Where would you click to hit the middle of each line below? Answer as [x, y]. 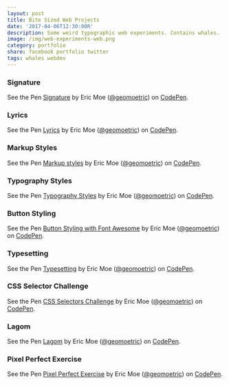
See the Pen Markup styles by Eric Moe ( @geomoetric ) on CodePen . [104, 163]
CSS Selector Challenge [48, 286]
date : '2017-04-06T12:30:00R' [51, 26]
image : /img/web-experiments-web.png [61, 39]
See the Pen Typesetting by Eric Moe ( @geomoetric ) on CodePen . [101, 268]
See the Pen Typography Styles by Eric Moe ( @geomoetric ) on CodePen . [111, 195]
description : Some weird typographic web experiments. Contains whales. [113, 33]
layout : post [26, 13]
